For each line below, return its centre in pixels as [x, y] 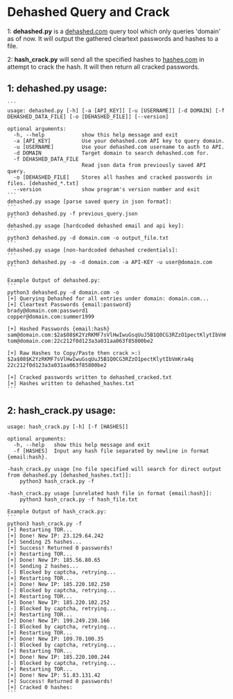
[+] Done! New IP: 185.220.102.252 [59, 602]
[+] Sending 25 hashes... [44, 542]
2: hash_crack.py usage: [61, 410]
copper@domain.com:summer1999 [51, 317]
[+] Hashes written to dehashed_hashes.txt [71, 383]
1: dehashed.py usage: [57, 88]
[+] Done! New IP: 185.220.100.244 [59, 657]
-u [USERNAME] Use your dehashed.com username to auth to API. [119, 147]
